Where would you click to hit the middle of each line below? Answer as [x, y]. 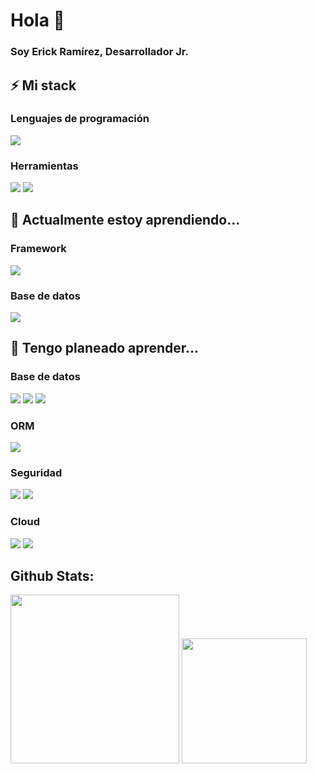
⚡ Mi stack [43, 85]
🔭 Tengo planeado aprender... [105, 348]
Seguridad [36, 472]
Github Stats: [52, 576]
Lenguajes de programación [80, 119]
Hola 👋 [37, 20]
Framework [38, 249]
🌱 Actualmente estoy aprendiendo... [125, 220]
